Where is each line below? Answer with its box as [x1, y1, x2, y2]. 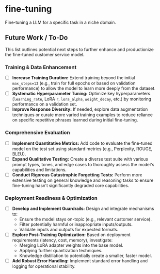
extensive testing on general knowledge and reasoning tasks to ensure [12, 177, 154, 183]
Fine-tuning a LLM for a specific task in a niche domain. [5, 19, 116, 25]
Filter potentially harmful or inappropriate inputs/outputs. [19, 222, 133, 227]
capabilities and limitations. [12, 167, 67, 172]
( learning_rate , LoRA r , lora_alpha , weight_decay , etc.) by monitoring [12, 96, 152, 102]
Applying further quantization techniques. [19, 248, 103, 254]
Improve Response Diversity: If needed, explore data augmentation [12, 106, 148, 112]
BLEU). [12, 151, 26, 156]
